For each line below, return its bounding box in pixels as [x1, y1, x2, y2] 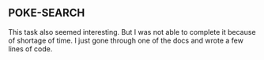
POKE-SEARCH [8, 6, 85, 20]
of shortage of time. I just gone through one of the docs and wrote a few [8, 36, 243, 45]
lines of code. [8, 43, 53, 54]
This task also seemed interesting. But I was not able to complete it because [8, 27, 256, 36]
